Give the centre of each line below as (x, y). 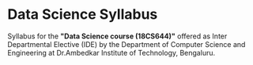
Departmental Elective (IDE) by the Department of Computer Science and (126, 44)
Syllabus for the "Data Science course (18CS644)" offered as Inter (117, 36)
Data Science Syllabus (83, 14)
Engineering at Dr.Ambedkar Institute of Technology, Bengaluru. (111, 52)
